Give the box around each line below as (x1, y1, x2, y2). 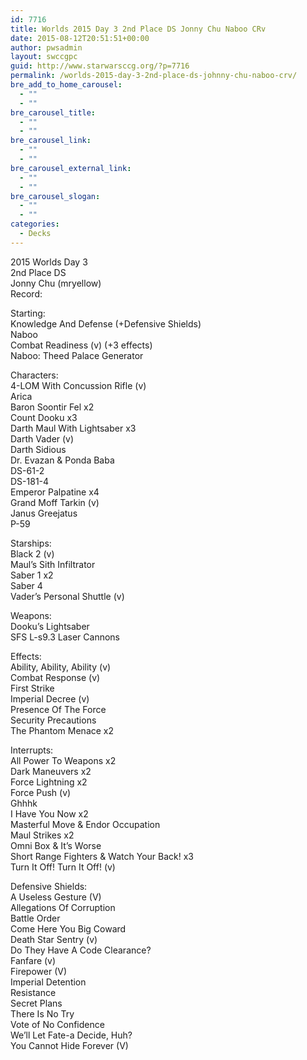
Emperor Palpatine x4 (10, 486, 100, 498)
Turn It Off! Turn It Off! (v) (10, 861, 116, 873)
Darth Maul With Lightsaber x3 (10, 422, 137, 434)
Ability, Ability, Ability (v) (10, 661, 112, 673)
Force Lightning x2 (10, 776, 88, 788)
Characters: (10, 369, 59, 381)
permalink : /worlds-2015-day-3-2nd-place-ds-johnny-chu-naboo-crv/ (10, 71, 298, 81)
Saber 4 (10, 579, 43, 591)
